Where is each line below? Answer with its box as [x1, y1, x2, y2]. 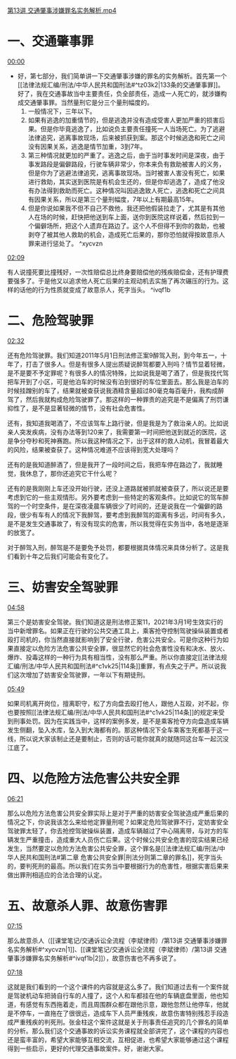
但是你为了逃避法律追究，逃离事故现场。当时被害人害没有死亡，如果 [27, 169, 225, 177]
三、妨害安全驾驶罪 [7, 580, 119, 596]
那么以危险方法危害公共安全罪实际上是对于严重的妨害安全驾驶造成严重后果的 [7, 809, 229, 817]
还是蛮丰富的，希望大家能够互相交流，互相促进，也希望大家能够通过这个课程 [7, 1035, 229, 1043]
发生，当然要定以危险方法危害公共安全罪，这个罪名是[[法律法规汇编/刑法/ [7, 844, 220, 852]
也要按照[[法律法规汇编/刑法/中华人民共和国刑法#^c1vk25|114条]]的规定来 [7, 708, 219, 716]
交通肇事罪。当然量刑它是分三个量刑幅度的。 [23, 98, 153, 106]
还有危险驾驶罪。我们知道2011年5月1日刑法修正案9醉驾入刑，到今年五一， [7, 351, 221, 360]
